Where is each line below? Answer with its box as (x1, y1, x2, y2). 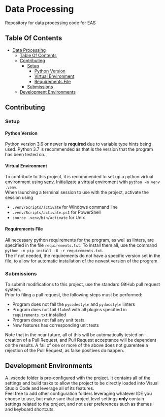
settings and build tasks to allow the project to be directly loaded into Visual (5, 380, 159, 386)
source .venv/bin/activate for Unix (12, 215, 85, 221)
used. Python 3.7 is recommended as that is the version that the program (5, 146, 154, 152)
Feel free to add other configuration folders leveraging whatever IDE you (5, 390, 152, 396)
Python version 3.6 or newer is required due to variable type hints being (5, 141, 152, 147)
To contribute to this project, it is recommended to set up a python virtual (5, 174, 154, 180)
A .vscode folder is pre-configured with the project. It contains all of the (5, 375, 151, 381)
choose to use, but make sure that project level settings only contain (5, 395, 144, 402)
